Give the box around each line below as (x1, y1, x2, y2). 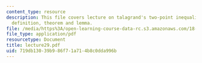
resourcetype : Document (6, 37, 66, 43)
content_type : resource (6, 8, 66, 15)
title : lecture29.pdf (6, 43, 61, 49)
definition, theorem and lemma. (11, 20, 93, 26)
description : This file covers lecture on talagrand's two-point (6, 14, 173, 20)
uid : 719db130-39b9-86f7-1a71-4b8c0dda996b (6, 48, 117, 54)
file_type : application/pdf (6, 31, 77, 37)
